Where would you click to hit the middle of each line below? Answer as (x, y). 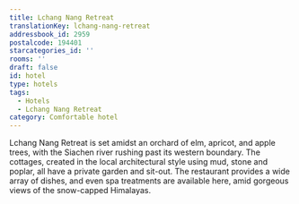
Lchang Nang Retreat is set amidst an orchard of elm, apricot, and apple (142, 143)
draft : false (34, 68)
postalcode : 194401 (46, 42)
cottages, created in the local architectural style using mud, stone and (138, 162)
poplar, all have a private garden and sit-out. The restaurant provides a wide (149, 172)
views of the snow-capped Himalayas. (80, 191)
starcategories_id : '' (52, 51)
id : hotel (28, 76)
